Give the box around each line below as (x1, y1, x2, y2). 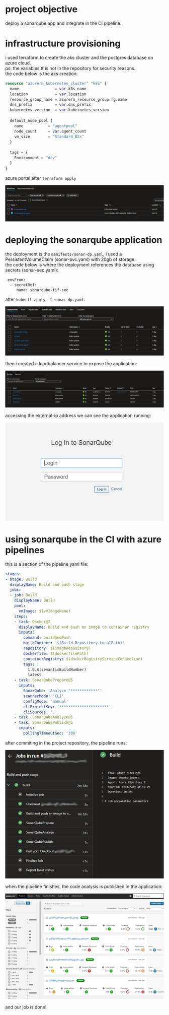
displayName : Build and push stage (10, 582, 84, 587)
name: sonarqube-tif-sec (16, 287, 69, 293)
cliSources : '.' (23, 709, 57, 715)
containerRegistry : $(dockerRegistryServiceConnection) (23, 656, 143, 661)
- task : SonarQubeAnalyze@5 (14, 715, 73, 720)
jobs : (10, 587, 22, 592)
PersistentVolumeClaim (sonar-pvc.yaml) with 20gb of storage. (5, 256, 136, 262)
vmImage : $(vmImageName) (18, 608, 71, 614)
